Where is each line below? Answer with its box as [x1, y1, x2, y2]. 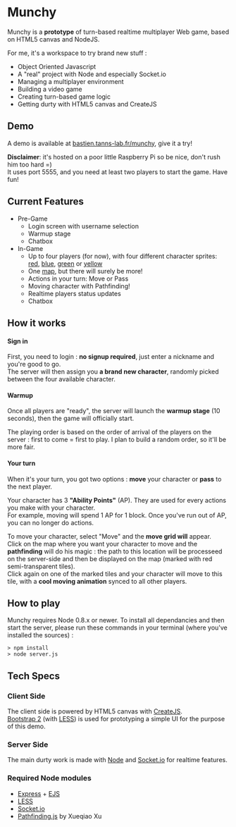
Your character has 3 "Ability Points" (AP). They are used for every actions [7, 496, 227, 504]
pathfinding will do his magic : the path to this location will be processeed [7, 547, 223, 556]
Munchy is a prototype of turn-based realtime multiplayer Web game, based [7, 27, 230, 36]
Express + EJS [17, 789, 60, 797]
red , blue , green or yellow [27, 259, 103, 268]
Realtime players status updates [27, 289, 121, 298]
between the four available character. [7, 375, 116, 384]
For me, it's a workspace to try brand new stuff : [7, 49, 147, 57]
